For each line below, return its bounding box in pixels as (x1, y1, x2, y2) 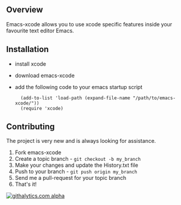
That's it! (14, 180, 37, 188)
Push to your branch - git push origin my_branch (14, 168, 137, 175)
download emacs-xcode (14, 72, 75, 79)
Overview (6, 5, 44, 15)
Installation (6, 44, 49, 54)
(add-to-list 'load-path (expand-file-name (20, 95, 130, 101)
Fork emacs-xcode (14, 149, 62, 156)
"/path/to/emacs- (132, 95, 176, 101)
